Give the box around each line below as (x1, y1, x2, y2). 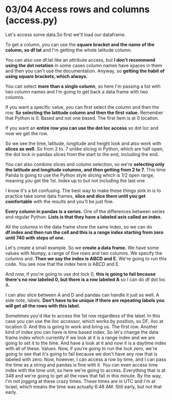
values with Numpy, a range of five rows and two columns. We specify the (5, 250, 163, 256)
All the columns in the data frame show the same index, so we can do (5, 223, 152, 230)
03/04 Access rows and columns (5, 4, 150, 15)
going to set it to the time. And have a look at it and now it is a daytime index (5, 340, 167, 346)
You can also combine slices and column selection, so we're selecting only (5, 161, 165, 167)
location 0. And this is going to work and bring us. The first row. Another (5, 323, 158, 330)
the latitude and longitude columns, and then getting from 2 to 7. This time (5, 166, 166, 173)
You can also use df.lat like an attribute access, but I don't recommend (5, 56, 156, 63)
